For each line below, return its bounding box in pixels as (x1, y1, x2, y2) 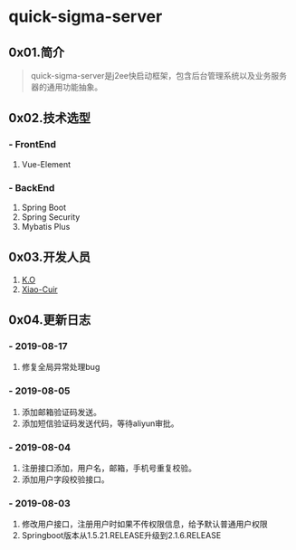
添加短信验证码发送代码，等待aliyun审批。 (21, 418, 179, 429)
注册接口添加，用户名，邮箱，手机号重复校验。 (21, 463, 196, 474)
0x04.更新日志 (8, 312, 91, 327)
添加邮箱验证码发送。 (21, 406, 101, 417)
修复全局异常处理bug (21, 362, 100, 373)
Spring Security (21, 211, 81, 223)
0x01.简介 (8, 44, 65, 60)
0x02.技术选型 (8, 110, 91, 126)
